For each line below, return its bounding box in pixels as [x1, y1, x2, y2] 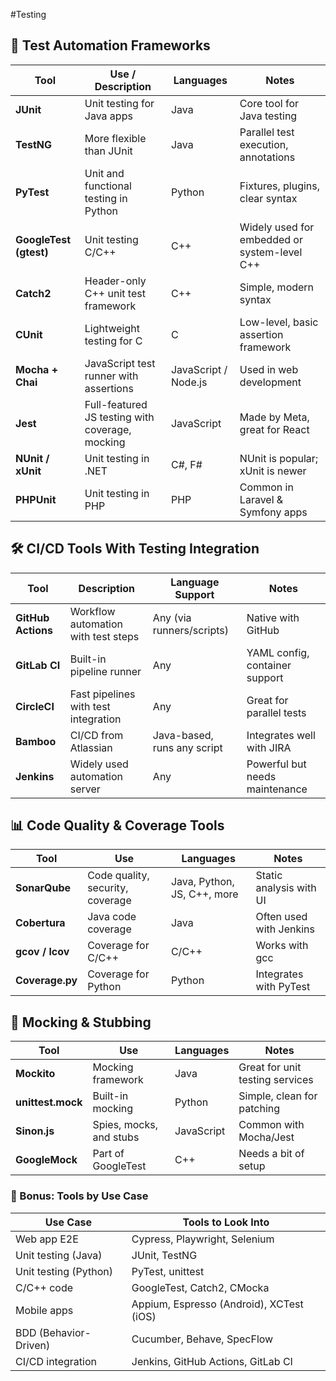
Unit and [84, 166, 125, 180]
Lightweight [84, 321, 140, 335]
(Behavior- [38, 1325, 92, 1339]
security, [87, 881, 129, 895]
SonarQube [15, 881, 72, 895]
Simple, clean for [238, 1089, 318, 1103]
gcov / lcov [15, 945, 70, 959]
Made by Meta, [239, 410, 310, 424]
